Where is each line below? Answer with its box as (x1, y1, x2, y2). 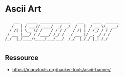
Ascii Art (5, 3, 41, 15)
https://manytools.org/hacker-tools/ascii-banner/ (12, 66, 111, 72)
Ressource (5, 54, 39, 62)
